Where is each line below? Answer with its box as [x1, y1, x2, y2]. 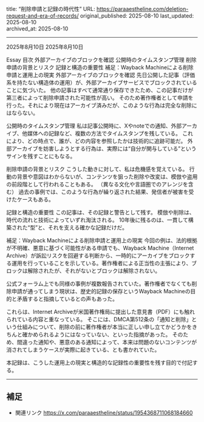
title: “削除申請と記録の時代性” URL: [6, 5, 95, 12]
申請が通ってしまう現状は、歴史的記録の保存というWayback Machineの [11, 288, 191, 294]
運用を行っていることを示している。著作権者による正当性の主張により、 [11, 260, 192, 267]
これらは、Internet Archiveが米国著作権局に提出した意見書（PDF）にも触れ [6, 308, 195, 315]
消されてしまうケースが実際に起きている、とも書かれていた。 [6, 346, 160, 353]
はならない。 [6, 109, 38, 117]
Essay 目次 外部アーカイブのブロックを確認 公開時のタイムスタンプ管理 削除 [6, 56, 197, 63]
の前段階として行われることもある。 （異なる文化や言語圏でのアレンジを [6, 181, 188, 188]
